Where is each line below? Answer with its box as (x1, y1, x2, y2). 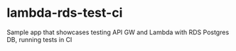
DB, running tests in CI (6, 35, 73, 43)
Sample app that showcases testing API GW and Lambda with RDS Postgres (6, 28, 230, 36)
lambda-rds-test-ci (6, 5, 123, 21)
